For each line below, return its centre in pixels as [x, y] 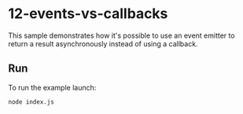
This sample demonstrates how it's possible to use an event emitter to [121, 35]
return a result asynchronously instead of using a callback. [103, 43]
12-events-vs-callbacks [88, 14]
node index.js [31, 102]
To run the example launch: [52, 87]
